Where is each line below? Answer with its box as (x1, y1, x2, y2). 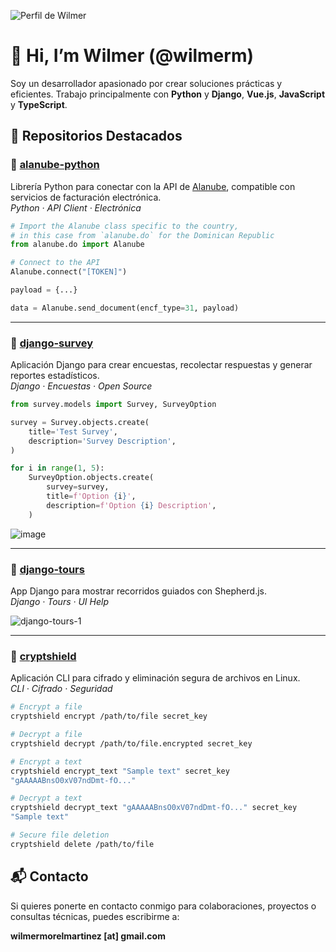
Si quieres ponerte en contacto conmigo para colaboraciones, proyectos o (10, 900, 317, 912)
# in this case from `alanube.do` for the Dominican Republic (10, 230, 275, 240)
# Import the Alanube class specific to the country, (10, 221, 240, 231)
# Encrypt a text (10, 756, 83, 767)
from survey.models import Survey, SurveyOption (10, 400, 217, 410)
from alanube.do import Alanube (10, 240, 145, 250)
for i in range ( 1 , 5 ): (10, 463, 105, 474)
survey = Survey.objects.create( (10, 417, 150, 427)
